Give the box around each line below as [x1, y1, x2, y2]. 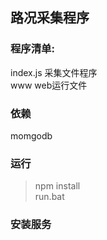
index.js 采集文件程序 [10, 66, 98, 78]
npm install [34, 180, 81, 192]
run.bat [34, 191, 65, 203]
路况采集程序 [10, 9, 90, 27]
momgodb [10, 129, 53, 142]
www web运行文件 [10, 79, 88, 91]
